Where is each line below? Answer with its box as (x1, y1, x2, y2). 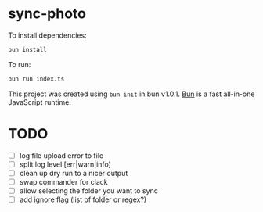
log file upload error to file (19, 150, 104, 160)
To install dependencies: (8, 31, 88, 40)
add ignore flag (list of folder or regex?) (19, 195, 147, 204)
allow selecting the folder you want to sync (19, 185, 158, 196)
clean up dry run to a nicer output (19, 168, 128, 178)
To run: (8, 59, 31, 69)
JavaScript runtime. (8, 97, 72, 106)
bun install (8, 45, 47, 53)
